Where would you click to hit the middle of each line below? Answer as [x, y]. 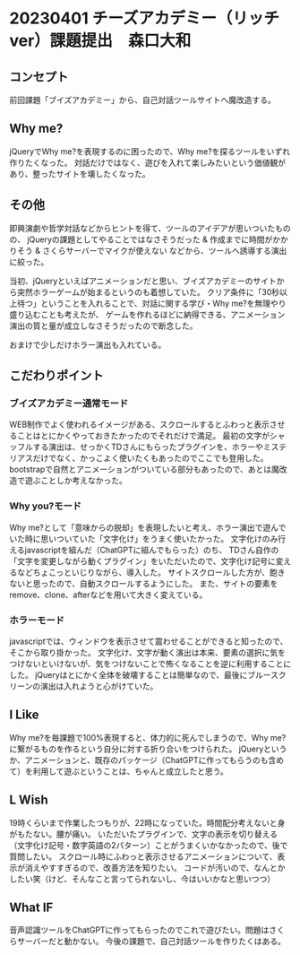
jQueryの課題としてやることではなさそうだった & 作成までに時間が [150, 239]
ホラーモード [37, 620]
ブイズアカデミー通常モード [69, 403]
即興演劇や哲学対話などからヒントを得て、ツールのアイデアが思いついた [142, 228]
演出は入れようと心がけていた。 [99, 686]
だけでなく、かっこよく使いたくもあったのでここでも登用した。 [150, 458]
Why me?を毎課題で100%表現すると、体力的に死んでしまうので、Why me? [148, 737]
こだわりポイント [56, 376]
